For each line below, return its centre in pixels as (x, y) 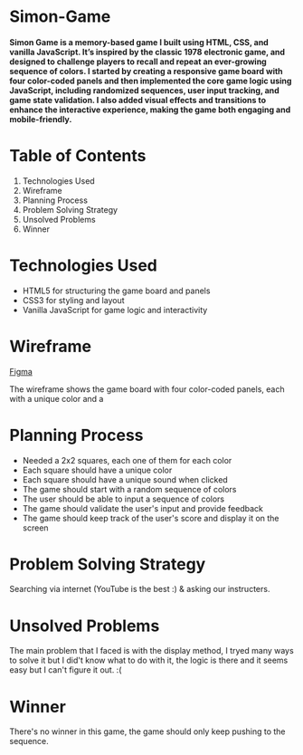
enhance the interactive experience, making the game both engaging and (150, 110)
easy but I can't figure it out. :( (66, 670)
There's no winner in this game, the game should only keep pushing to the (148, 731)
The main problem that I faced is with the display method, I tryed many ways (151, 651)
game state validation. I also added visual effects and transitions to (138, 100)
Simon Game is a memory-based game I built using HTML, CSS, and (139, 42)
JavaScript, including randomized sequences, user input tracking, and (145, 90)
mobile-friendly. (41, 119)
